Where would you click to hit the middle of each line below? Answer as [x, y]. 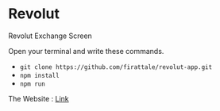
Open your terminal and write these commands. [86, 51]
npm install [39, 75]
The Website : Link [39, 98]
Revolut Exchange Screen [50, 36]
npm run [32, 84]
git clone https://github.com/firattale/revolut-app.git [116, 67]
